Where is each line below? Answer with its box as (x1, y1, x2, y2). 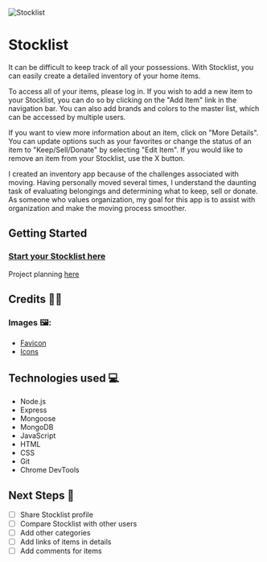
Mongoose (19, 414, 56, 424)
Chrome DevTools (19, 465, 80, 475)
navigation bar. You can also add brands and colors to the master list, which (8, 103, 260, 113)
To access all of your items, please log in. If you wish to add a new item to (8, 86, 253, 96)
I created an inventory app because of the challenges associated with (8, 169, 240, 179)
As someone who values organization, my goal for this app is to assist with (8, 194, 256, 205)
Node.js (19, 397, 47, 407)
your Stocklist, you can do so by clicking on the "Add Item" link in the (8, 95, 237, 105)
